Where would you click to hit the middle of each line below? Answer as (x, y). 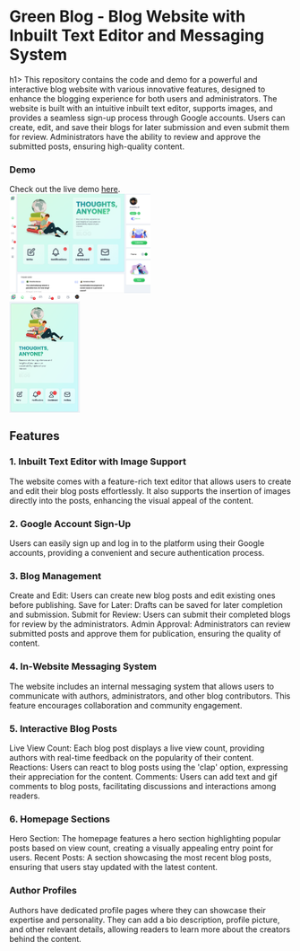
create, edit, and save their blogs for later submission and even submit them (150, 127)
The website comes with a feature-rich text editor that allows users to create (150, 481)
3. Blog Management (55, 576)
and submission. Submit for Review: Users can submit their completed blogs (150, 615)
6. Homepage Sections (60, 819)
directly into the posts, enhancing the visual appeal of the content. (131, 500)
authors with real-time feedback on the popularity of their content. (132, 757)
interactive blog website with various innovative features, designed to (137, 89)
